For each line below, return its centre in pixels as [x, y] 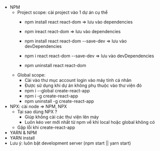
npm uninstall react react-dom [55, 65]
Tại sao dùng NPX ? [37, 112]
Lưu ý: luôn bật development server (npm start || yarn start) [70, 143]
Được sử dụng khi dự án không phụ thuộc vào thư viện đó [83, 85]
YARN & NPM [23, 132]
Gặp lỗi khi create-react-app [46, 127]
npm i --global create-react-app [57, 91]
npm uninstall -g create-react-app [59, 101]
